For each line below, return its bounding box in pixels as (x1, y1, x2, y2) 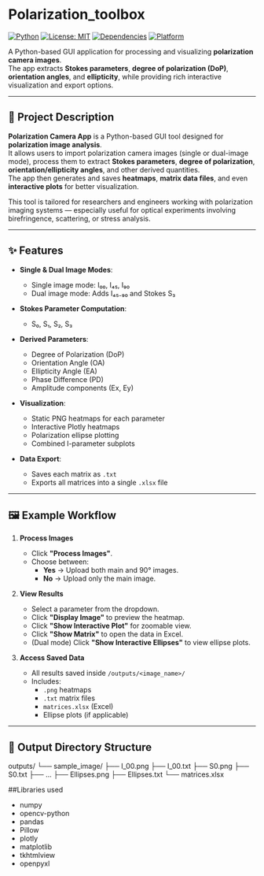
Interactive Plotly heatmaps (31, 421, 120, 431)
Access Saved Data (19, 653, 85, 663)
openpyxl (19, 859, 50, 868)
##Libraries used (8, 785, 64, 795)
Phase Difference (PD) (31, 374, 104, 384)
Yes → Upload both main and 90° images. (42, 566, 179, 575)
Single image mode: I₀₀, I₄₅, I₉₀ (31, 280, 130, 289)
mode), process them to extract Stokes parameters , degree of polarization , (8, 156, 255, 166)
